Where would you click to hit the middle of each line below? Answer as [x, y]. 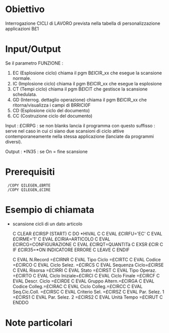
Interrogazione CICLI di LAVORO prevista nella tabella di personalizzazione [83, 23]
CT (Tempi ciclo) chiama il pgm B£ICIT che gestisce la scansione [80, 89]
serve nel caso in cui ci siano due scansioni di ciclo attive [65, 131]
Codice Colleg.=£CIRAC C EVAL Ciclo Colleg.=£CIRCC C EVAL [77, 286]
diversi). [14, 141]
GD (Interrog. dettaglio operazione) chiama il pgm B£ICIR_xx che [80, 100]
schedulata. [25, 94]
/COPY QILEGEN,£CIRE [29, 190]
